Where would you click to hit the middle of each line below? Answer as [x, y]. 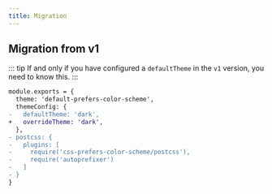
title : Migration [38, 16]
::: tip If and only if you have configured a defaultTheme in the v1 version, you [136, 68]
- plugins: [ [34, 144]
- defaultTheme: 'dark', [54, 114]
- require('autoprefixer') [61, 160]
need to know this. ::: [43, 77]
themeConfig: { [41, 107]
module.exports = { [41, 92]
